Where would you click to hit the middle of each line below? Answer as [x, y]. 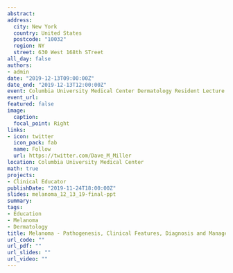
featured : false [31, 104]
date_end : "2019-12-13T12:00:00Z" [57, 85]
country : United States [48, 33]
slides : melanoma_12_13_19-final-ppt [62, 195]
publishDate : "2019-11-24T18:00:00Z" [62, 188]
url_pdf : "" [24, 246]
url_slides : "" [29, 253]
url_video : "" [28, 259]
